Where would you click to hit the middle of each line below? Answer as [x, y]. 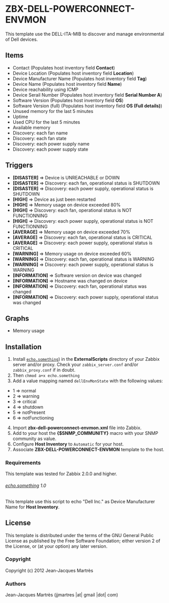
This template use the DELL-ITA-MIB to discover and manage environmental [85, 34]
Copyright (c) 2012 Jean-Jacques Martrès [49, 570]
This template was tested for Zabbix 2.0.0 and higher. [61, 474]
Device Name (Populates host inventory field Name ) [67, 84]
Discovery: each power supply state [50, 149]
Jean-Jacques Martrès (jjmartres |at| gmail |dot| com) [62, 595]
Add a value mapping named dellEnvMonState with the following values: [88, 381]
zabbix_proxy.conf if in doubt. [44, 370]
